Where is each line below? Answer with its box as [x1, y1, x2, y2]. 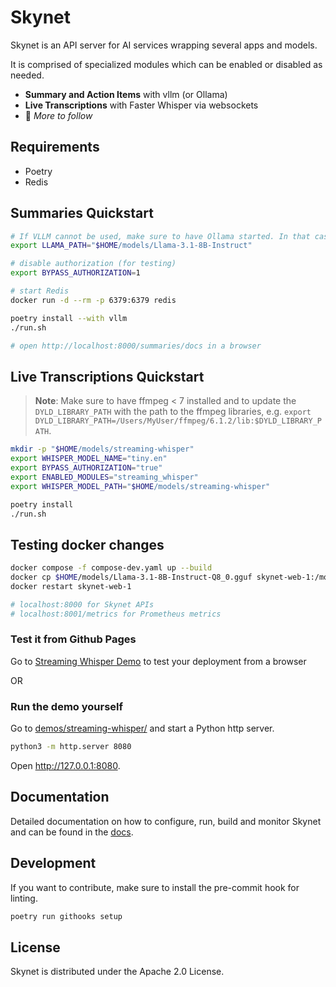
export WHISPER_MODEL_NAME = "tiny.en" [10, 454, 168, 464]
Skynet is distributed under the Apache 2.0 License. [10, 966, 225, 978]
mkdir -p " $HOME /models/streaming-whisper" [10, 444, 195, 455]
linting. [10, 892, 38, 904]
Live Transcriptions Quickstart [10, 368, 205, 385]
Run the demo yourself [10, 699, 124, 713]
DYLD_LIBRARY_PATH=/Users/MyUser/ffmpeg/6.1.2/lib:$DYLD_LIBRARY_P [34, 416, 322, 426]
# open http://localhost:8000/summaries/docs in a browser [10, 341, 262, 351]
